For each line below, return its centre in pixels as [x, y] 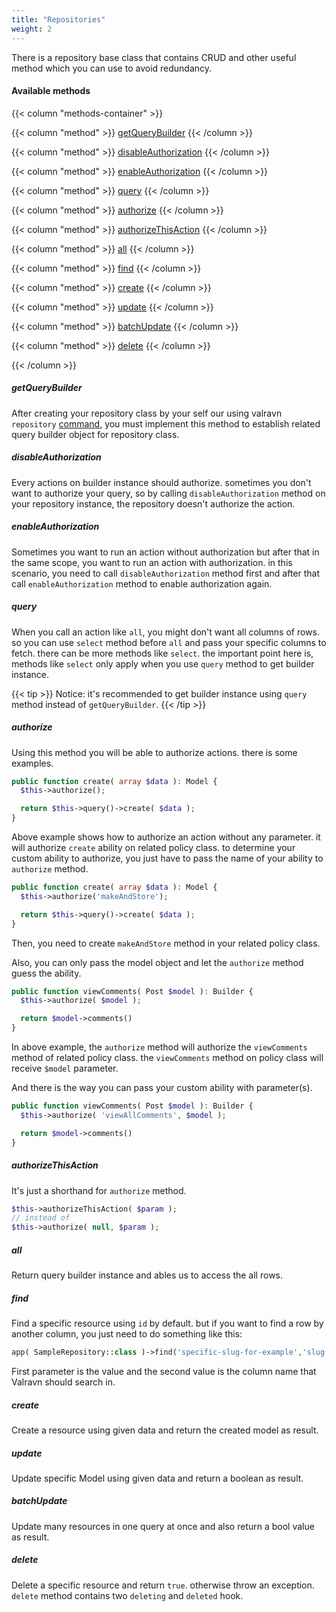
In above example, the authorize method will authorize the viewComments [159, 1047]
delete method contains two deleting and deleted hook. [127, 1595]
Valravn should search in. [63, 1382]
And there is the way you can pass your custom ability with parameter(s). [162, 1088]
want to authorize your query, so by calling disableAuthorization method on [168, 493]
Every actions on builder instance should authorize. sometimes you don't [161, 482]
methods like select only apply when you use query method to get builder [163, 663]
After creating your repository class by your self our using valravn [147, 413]
